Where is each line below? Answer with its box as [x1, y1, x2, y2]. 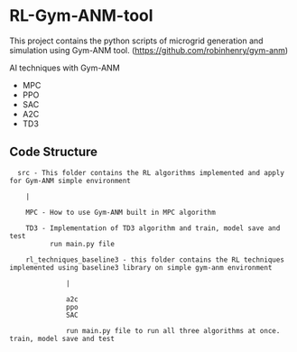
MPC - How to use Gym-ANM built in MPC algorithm [25, 208, 217, 217]
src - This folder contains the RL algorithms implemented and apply [17, 168, 284, 177]
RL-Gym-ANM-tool [9, 5, 153, 26]
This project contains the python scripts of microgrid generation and [9, 35, 264, 46]
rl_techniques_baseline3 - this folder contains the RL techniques [25, 255, 284, 264]
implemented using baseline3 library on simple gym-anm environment [9, 263, 273, 272]
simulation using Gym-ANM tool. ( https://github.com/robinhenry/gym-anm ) [9, 44, 289, 55]
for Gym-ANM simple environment [9, 176, 131, 185]
